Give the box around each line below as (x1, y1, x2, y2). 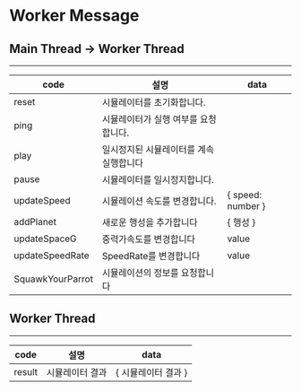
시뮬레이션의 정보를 (101, 266, 179, 279)
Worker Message (9, 5, 140, 26)
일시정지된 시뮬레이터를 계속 (101, 143, 215, 155)
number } (227, 200, 266, 212)
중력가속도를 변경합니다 (101, 233, 195, 245)
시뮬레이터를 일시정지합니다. (101, 174, 215, 186)
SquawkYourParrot (13, 273, 94, 285)
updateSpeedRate (13, 249, 90, 261)
